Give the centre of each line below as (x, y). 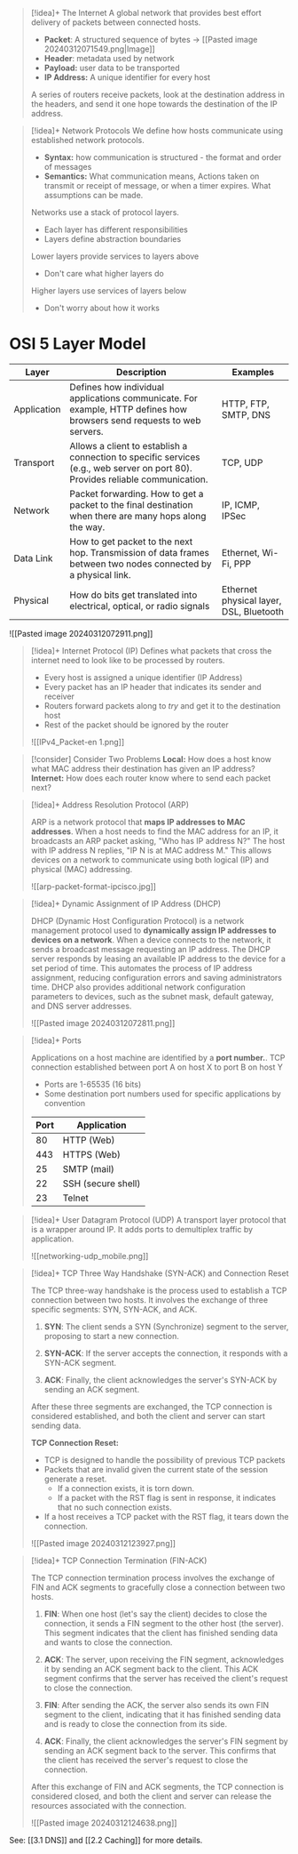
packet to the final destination (131, 504)
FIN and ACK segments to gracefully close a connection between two (158, 1587)
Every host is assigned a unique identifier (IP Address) (143, 677)
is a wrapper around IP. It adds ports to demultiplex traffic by (142, 1229)
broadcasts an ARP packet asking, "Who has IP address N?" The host (158, 840)
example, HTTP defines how (129, 409)
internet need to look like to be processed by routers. (128, 660)
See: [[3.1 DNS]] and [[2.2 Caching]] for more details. (106, 1840)
